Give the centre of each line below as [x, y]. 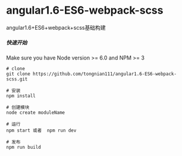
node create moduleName [36, 113]
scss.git [17, 79]
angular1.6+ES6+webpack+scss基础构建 [56, 27]
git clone [18, 74]
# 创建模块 [18, 107]
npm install [21, 96]
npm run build [24, 147]
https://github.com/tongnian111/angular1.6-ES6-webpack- [105, 74]
